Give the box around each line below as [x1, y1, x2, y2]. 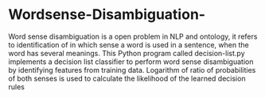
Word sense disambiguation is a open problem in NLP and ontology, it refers [8, 32, 258, 41]
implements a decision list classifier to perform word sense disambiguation [8, 57, 254, 66]
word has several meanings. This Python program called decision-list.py [8, 48, 245, 58]
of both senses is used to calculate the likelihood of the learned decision [8, 73, 246, 83]
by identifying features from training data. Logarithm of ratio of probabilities [8, 65, 256, 74]
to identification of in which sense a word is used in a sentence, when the [8, 40, 249, 49]
